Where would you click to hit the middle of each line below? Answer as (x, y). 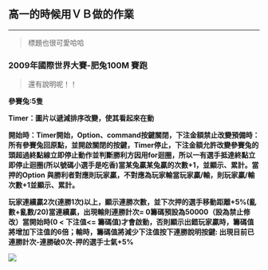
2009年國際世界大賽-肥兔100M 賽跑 (78, 65)
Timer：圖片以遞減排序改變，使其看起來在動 (81, 118)
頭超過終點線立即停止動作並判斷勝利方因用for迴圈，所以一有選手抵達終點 (128, 155)
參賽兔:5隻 (26, 101)
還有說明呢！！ (52, 84)
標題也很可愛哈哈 (56, 42)
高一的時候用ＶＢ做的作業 (71, 14)
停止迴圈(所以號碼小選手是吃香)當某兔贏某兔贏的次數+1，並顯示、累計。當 (137, 165)
